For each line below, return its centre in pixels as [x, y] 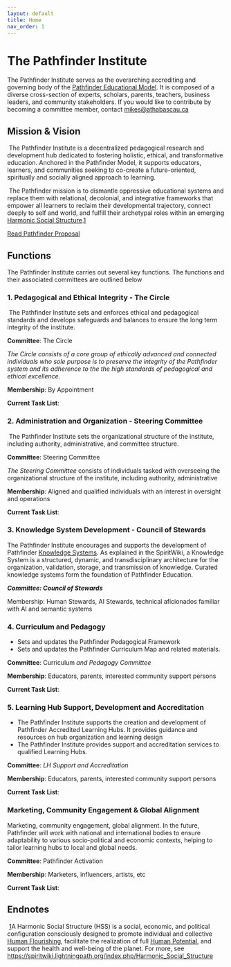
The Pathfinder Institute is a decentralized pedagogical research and [107, 148]
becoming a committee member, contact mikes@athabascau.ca [98, 110]
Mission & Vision [44, 131]
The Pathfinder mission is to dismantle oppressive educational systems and [116, 191]
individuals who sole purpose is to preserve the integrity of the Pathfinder [112, 362]
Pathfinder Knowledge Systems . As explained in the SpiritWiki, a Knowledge [115, 552]
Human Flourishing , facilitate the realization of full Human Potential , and [109, 941]
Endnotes [28, 910]
